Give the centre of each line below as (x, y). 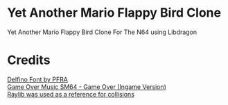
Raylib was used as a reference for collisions (71, 94)
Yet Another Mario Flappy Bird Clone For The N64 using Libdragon (102, 32)
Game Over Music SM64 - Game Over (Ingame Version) (87, 87)
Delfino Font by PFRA (37, 79)
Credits (29, 60)
